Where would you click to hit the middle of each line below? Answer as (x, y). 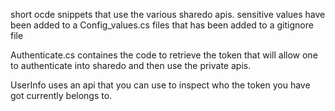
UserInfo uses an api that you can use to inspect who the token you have (160, 85)
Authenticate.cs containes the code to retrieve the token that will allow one (164, 55)
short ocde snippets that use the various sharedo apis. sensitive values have (168, 14)
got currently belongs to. (61, 95)
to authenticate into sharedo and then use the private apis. (131, 65)
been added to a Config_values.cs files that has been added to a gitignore (162, 25)
